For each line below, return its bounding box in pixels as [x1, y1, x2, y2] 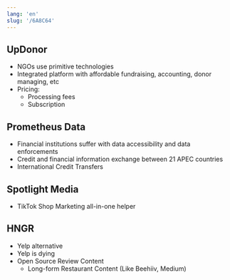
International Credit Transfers [16, 162, 104, 171]
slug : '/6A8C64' [6, 17, 55, 24]
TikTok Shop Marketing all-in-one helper [16, 202, 136, 210]
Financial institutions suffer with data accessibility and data [16, 140, 191, 148]
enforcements [16, 147, 58, 156]
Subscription [27, 100, 66, 109]
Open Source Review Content [16, 256, 104, 265]
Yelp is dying [16, 249, 55, 257]
